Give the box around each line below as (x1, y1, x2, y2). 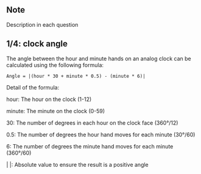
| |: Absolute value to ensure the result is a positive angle (6, 161, 149, 168)
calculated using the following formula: (6, 61, 104, 69)
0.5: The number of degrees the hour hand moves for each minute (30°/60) (6, 131, 196, 138)
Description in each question (6, 21, 79, 28)
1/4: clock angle (6, 39, 68, 49)
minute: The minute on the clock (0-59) (6, 107, 105, 114)
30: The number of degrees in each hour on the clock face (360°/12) (6, 119, 178, 127)
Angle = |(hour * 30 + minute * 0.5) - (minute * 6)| (6, 73, 146, 79)
